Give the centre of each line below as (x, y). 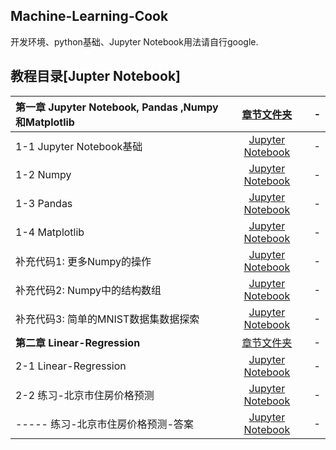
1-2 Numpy (43, 174)
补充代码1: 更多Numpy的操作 (83, 261)
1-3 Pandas (44, 203)
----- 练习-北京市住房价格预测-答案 (104, 424)
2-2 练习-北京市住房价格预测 (85, 395)
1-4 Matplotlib (50, 232)
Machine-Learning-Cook (89, 16)
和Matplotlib (45, 122)
